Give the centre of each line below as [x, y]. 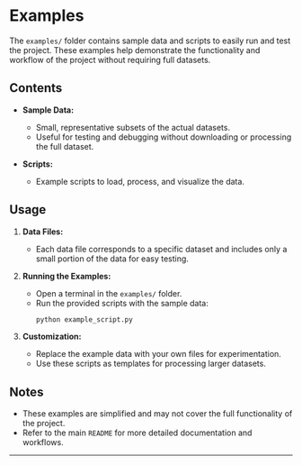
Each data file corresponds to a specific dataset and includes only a [161, 249]
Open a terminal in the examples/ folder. [109, 293]
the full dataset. [65, 146]
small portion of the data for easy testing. [112, 259]
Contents [36, 88]
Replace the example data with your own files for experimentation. [158, 354]
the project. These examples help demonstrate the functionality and [135, 50]
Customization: [52, 337]
